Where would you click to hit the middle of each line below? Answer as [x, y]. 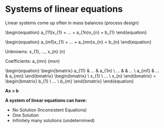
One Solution [25, 115]
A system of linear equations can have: [46, 100]
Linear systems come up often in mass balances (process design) [72, 23]
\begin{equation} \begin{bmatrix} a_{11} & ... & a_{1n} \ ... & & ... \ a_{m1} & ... [82, 71]
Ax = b [12, 90]
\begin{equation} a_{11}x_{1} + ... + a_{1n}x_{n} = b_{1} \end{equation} [76, 32]
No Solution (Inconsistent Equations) [49, 110]
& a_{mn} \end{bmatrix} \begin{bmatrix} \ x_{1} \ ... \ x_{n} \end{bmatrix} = [81, 76]
